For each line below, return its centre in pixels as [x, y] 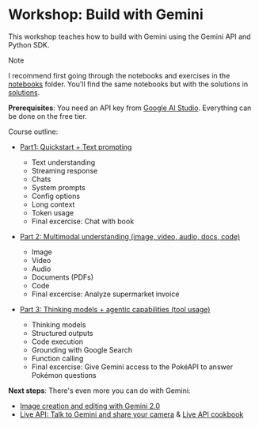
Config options [56, 196]
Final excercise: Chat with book [83, 221]
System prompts [58, 187]
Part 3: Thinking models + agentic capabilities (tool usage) [115, 309]
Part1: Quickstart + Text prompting [76, 147]
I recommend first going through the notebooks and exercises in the [119, 75]
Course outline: [33, 132]
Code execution [57, 341]
